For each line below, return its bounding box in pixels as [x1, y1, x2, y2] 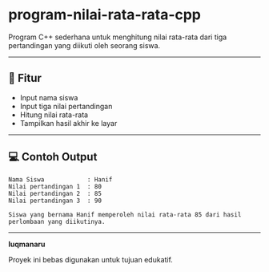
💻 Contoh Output [8, 150, 98, 164]
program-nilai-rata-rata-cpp [8, 6, 202, 24]
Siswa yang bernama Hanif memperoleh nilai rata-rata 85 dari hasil [8, 210, 242, 218]
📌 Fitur [8, 71, 42, 85]
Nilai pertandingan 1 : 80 [8, 182, 102, 190]
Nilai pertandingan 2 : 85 [8, 189, 102, 197]
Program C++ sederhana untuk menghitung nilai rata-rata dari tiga [8, 32, 227, 42]
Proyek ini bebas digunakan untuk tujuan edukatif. [8, 254, 174, 264]
